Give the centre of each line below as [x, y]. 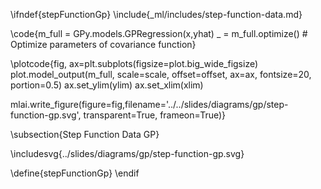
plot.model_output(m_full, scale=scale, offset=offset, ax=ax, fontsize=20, [161, 74]
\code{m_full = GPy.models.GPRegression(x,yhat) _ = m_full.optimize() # [159, 33]
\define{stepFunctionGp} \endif [75, 173]
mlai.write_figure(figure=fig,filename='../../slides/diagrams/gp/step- [149, 104]
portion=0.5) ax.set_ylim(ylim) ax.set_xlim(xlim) [107, 85]
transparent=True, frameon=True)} [155, 115]
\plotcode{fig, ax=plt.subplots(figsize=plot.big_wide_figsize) [134, 63]
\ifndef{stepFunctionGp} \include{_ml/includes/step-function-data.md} [156, 14]
